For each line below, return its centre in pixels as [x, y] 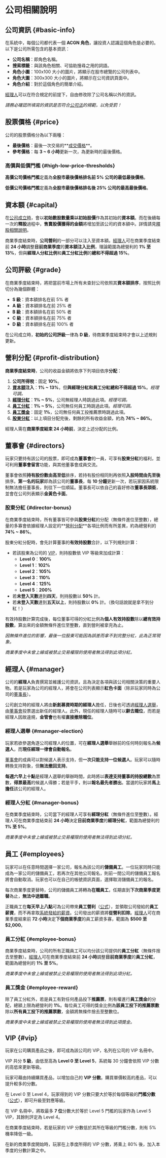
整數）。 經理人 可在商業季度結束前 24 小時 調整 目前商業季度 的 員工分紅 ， [85, 957]
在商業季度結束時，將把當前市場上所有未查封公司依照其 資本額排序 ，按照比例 [83, 282]
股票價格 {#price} [32, 122]
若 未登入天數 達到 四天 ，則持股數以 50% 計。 [57, 596]
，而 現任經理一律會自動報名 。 [44, 749]
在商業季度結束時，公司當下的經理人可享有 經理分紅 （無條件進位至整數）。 [80, 814]
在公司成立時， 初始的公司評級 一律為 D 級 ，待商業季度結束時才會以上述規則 [81, 334]
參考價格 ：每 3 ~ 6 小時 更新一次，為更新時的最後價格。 [68, 152]
